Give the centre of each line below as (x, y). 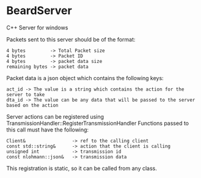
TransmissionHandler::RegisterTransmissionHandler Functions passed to (98, 123)
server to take (26, 95)
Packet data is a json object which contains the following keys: (85, 78)
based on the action (33, 105)
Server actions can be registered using (55, 116)
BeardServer (39, 11)
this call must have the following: (48, 130)
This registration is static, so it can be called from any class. (82, 168)
